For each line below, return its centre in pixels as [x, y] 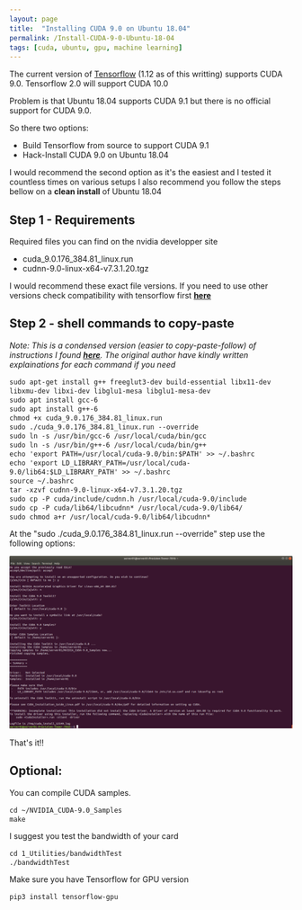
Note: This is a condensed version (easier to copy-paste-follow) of [133, 345]
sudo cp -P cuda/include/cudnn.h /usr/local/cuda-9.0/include [128, 499]
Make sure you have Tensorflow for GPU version [99, 879]
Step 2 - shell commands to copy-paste [122, 324]
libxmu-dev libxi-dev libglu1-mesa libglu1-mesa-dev [110, 391]
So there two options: [49, 128]
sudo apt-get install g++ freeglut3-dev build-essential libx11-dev [140, 382]
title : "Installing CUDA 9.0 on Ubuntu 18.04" [100, 28]
